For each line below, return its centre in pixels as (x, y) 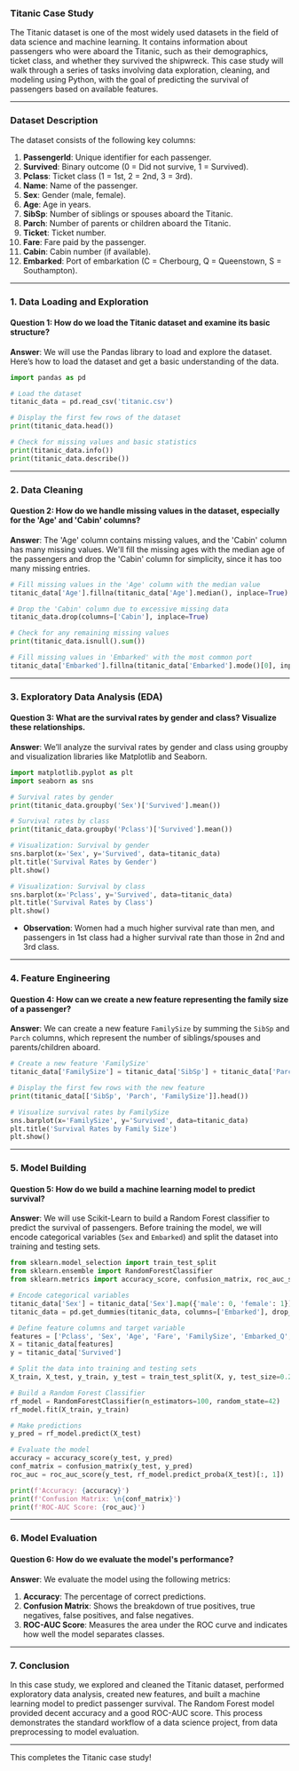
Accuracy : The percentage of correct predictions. (114, 1596)
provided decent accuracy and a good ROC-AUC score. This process (136, 1712)
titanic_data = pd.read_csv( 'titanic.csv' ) (92, 402)
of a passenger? (41, 1008)
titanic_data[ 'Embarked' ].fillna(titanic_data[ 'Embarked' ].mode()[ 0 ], (143, 665)
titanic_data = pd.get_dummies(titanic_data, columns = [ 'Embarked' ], (139, 1312)
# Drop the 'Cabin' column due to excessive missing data (119, 609)
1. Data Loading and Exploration (79, 302)
